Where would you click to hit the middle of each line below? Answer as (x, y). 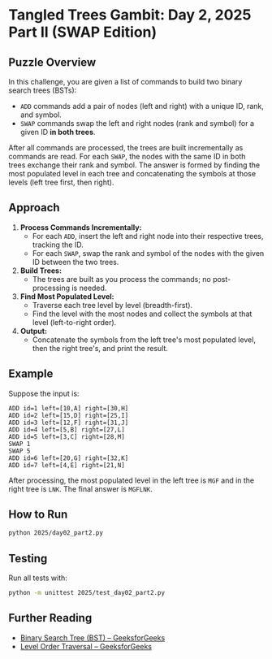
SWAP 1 (19, 444)
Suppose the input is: (44, 393)
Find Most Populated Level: (67, 296)
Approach (34, 208)
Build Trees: (41, 271)
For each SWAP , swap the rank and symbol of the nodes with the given (148, 253)
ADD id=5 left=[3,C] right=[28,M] (67, 436)
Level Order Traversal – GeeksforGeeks (86, 646)
